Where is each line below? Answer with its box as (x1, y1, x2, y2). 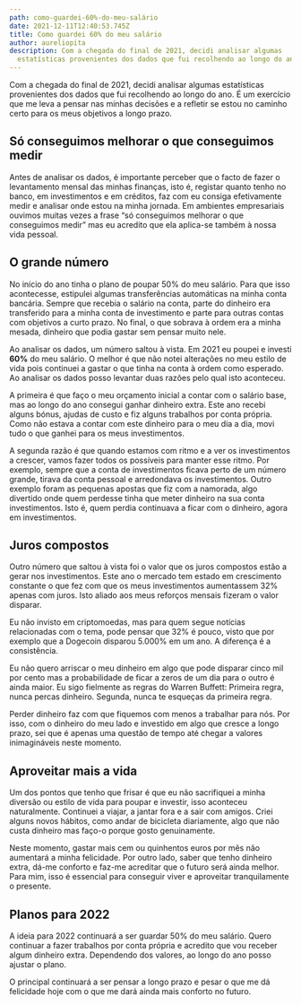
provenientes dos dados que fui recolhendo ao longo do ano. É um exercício (9, 89, 291, 100)
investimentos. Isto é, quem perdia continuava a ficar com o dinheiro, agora (9, 502, 288, 513)
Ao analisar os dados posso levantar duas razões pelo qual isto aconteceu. (9, 372, 286, 383)
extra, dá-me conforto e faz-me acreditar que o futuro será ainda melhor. (9, 862, 279, 872)
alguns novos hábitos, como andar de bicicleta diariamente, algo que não (9, 816, 279, 827)
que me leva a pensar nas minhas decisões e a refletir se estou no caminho (9, 99, 288, 108)
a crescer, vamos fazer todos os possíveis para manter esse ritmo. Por (9, 455, 271, 465)
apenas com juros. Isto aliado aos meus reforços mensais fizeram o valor (9, 590, 279, 601)
